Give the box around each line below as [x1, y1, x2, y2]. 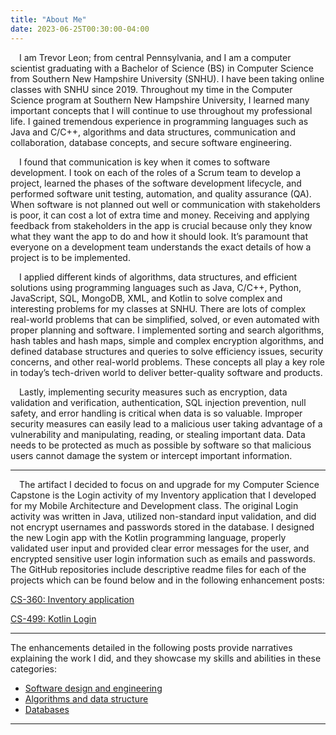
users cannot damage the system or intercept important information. [10, 449, 293, 461]
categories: [10, 662, 57, 675]
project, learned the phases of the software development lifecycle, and [10, 177, 302, 189]
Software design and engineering [24, 682, 163, 694]
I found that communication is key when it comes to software [19, 156, 271, 168]
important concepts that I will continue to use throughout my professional [10, 104, 313, 116]
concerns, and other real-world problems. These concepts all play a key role [10, 356, 325, 368]
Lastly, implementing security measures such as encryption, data [19, 386, 288, 398]
